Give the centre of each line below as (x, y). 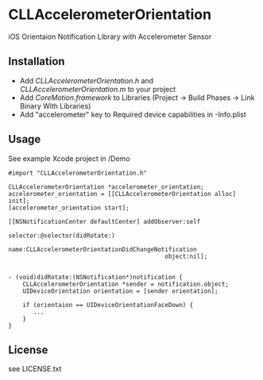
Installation (37, 61)
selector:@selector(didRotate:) (62, 236)
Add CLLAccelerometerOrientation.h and (86, 80)
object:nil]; (186, 256)
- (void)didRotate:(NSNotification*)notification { (95, 277)
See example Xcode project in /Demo (69, 158)
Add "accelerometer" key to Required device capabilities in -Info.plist (133, 114)
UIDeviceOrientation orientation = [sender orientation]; (120, 291)
